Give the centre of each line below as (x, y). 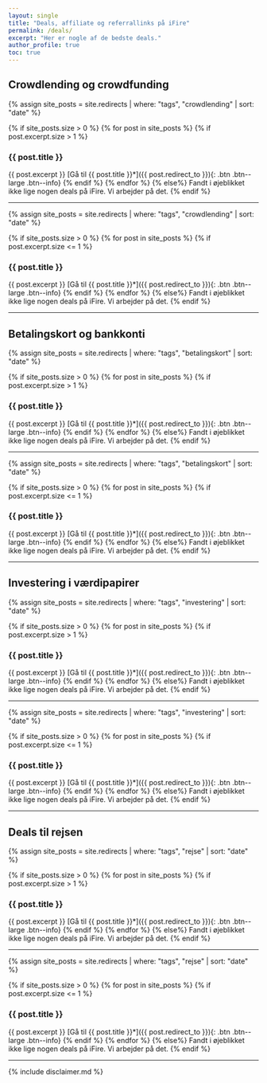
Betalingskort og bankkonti (77, 334)
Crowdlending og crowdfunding (89, 85)
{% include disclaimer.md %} (56, 1071)
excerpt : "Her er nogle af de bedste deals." (85, 38)
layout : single (33, 16)
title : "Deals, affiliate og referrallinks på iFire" (99, 23)
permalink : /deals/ (41, 30)
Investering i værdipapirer (74, 583)
